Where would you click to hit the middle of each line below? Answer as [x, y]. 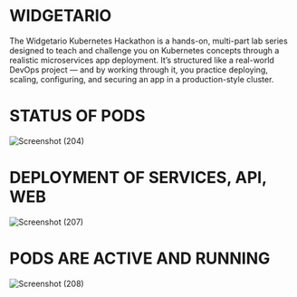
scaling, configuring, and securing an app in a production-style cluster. [142, 79]
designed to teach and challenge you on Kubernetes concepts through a [144, 50]
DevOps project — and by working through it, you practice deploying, [139, 70]
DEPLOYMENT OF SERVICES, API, [138, 178]
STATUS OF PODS [77, 116]
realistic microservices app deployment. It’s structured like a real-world [142, 60]
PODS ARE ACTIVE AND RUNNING [140, 258]
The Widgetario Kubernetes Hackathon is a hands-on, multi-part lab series [148, 41]
